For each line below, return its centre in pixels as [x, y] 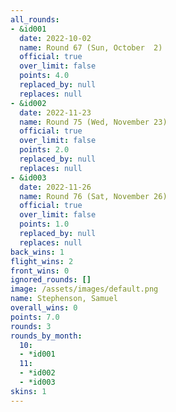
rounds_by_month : [46, 336]
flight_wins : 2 [42, 261]
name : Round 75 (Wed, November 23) [93, 122]
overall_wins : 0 [44, 308]
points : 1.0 [44, 224]
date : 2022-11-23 [55, 112]
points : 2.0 [44, 150]
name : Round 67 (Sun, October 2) [91, 47]
